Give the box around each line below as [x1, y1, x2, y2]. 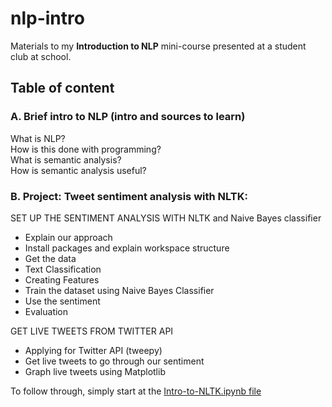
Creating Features [24, 273, 100, 286]
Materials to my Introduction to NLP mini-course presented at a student [10, 40, 307, 52]
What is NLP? [10, 132, 66, 144]
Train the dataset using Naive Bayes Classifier [24, 284, 215, 296]
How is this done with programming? [10, 143, 162, 155]
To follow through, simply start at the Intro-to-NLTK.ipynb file [10, 385, 262, 397]
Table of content [10, 80, 115, 97]
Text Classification [24, 263, 102, 275]
